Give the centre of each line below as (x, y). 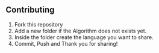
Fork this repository (39, 24)
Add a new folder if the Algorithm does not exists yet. (80, 31)
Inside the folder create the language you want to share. (84, 37)
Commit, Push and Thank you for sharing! (66, 43)
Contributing (30, 10)
